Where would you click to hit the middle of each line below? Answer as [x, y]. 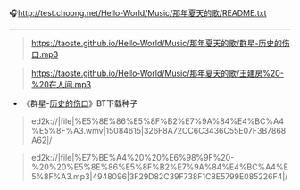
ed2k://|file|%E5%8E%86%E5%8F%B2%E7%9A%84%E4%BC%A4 [157, 121]
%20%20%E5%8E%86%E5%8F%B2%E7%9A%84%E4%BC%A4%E [159, 167]
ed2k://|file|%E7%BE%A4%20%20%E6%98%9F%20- [133, 157]
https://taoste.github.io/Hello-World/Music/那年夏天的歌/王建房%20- [157, 73]
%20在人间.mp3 [61, 84]
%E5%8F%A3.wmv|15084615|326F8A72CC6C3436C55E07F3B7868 [158, 131]
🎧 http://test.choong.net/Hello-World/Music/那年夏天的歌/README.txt [138, 13]
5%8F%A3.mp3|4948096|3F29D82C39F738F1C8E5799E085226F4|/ [159, 176]
